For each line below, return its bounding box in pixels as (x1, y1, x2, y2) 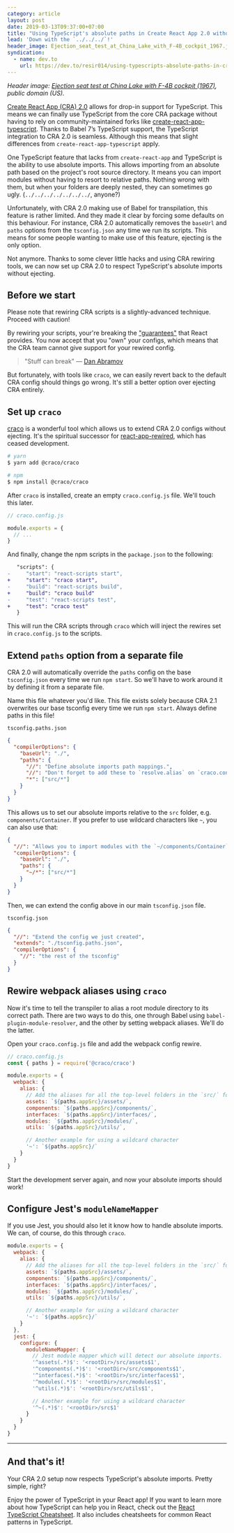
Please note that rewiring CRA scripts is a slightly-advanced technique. (7, 308, 211, 317)
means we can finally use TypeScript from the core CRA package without (7, 110, 218, 118)
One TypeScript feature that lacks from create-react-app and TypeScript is (7, 153, 223, 161)
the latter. (7, 1026, 35, 1034)
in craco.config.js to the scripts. (7, 630, 102, 638)
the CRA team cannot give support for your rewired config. (7, 344, 176, 352)
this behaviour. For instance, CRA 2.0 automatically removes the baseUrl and (7, 218, 227, 227)
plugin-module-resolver (7, 1019, 77, 1027)
